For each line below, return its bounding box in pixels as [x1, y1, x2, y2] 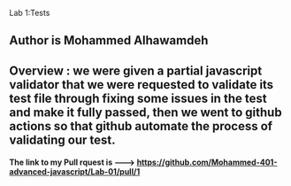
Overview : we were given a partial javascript [9, 63, 263, 78]
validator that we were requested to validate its [9, 77, 274, 92]
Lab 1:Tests [9, 8, 50, 18]
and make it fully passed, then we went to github [9, 105, 282, 120]
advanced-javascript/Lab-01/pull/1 [9, 167, 141, 177]
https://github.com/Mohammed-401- [136, 157, 278, 167]
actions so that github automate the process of [9, 119, 272, 134]
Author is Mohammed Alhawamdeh [9, 33, 209, 48]
